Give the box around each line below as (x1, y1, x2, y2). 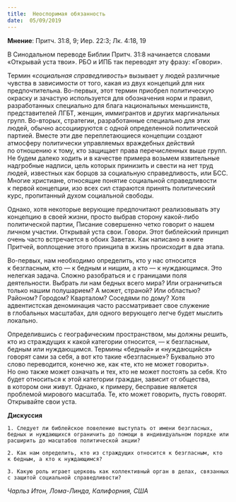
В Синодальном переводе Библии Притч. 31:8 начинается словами (7, 50, 211, 59)
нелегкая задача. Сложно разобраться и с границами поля (7, 271, 187, 280)
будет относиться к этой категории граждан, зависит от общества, (7, 375, 211, 383)
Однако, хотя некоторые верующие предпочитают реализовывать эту (7, 205, 220, 213)
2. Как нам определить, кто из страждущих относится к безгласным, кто (7, 449, 223, 456)
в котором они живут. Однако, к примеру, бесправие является (7, 382, 198, 390)
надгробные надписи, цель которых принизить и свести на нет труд (7, 161, 213, 169)
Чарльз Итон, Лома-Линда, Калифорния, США (7, 486, 148, 495)
